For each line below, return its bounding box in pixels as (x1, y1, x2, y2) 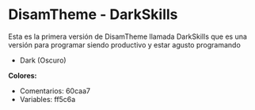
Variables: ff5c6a (19, 94, 76, 104)
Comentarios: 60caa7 (19, 85, 91, 96)
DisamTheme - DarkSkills (8, 6, 178, 24)
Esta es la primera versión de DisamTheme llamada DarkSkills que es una (8, 32, 248, 41)
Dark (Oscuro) (19, 55, 67, 65)
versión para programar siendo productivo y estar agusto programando (8, 40, 242, 49)
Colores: (8, 70, 37, 80)
